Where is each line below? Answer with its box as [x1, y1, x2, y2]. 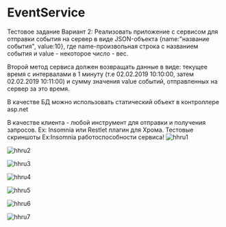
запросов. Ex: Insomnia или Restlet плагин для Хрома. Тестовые [7, 126, 194, 134]
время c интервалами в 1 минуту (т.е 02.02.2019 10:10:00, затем [7, 70, 194, 78]
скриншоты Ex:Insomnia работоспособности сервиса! [7, 132, 164, 141]
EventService [7, 5, 86, 21]
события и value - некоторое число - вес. [7, 49, 129, 58]
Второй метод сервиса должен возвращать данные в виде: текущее [7, 62, 208, 71]
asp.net [7, 105, 29, 113]
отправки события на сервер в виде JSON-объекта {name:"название [7, 34, 210, 43]
